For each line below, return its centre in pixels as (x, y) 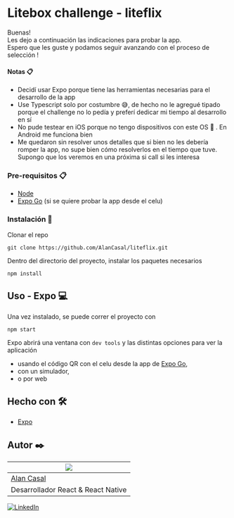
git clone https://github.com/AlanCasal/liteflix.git (88, 248)
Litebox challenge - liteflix (85, 13)
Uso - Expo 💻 (38, 296)
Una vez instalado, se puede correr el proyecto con (82, 316)
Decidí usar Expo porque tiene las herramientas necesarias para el (114, 90)
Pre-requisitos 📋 (37, 176)
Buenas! (19, 32)
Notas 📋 (20, 71)
